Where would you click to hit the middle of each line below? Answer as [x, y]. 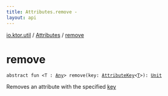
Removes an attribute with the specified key [61, 87]
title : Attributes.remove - [42, 12]
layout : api [21, 18]
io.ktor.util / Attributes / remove [45, 35]
